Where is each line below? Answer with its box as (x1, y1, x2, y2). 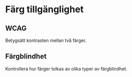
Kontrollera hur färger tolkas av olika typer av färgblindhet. (5, 65, 128, 72)
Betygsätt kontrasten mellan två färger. (5, 37, 87, 43)
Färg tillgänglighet (5, 4, 84, 15)
